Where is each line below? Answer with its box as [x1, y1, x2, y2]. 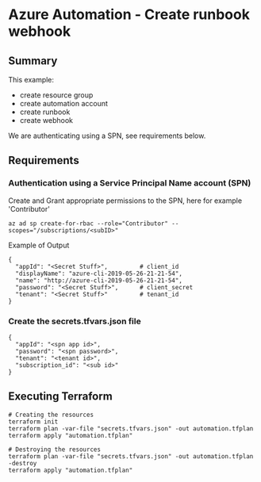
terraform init [8, 418, 59, 426]
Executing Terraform [8, 390, 113, 404]
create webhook [19, 116, 74, 124]
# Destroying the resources [8, 446, 102, 453]
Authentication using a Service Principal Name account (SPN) [8, 178, 251, 189]
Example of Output [8, 240, 70, 250]
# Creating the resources [8, 411, 94, 419]
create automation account [19, 99, 109, 108]
